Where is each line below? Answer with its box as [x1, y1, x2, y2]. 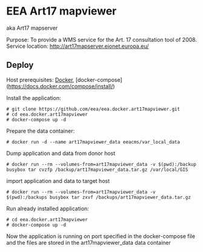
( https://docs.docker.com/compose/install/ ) [6, 82, 115, 90]
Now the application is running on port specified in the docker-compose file [6, 232, 196, 240]
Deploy [6, 60, 34, 70]
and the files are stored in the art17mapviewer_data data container [6, 239, 171, 246]
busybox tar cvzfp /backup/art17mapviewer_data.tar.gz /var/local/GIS [6, 167, 188, 173]
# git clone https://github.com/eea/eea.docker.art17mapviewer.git [6, 106, 181, 112]
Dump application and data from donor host [6, 150, 116, 157]
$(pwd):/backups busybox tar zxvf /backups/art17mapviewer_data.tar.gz [6, 194, 191, 201]
